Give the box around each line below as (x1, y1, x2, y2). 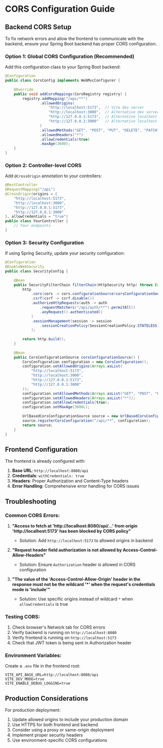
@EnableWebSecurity (5, 264, 45, 269)
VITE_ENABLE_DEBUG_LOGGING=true (5, 681, 70, 686)
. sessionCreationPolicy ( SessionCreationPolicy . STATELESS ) (39, 323, 160, 328)
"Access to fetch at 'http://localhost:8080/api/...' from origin (12, 523, 138, 529)
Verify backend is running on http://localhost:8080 (12, 630, 117, 636)
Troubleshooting (5, 497, 57, 505)
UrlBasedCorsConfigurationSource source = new (22, 414, 118, 419)
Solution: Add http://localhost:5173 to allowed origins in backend (19, 537, 153, 543)
